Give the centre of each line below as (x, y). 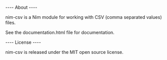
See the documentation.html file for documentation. (60, 32)
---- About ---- (21, 7)
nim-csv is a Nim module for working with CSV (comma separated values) (84, 17)
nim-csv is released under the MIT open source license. (64, 52)
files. (11, 23)
